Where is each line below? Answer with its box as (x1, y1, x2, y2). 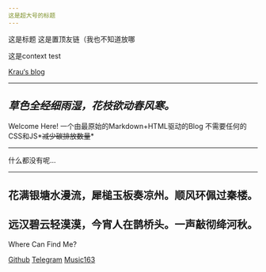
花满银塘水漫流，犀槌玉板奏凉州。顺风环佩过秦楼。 (8, 188, 258, 202)
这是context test (8, 51, 61, 60)
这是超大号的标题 (8, 11, 56, 20)
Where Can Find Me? (8, 239, 78, 249)
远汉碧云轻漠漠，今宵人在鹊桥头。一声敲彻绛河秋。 (8, 218, 258, 232)
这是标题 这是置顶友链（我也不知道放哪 (8, 34, 135, 43)
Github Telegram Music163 (8, 255, 96, 264)
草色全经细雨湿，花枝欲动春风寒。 (8, 100, 175, 113)
